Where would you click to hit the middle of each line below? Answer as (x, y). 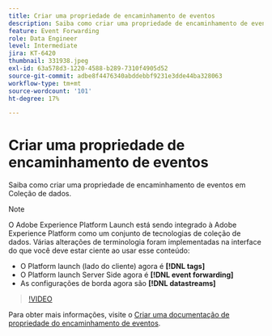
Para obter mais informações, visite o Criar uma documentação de (119, 315)
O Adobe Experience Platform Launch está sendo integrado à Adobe (123, 225)
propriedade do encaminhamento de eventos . (85, 323)
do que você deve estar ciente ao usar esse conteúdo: (99, 250)
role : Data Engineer (43, 38)
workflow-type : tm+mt (45, 83)
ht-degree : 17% (34, 99)
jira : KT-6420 (32, 53)
